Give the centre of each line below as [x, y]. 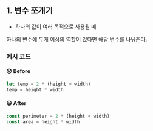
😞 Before [19, 71]
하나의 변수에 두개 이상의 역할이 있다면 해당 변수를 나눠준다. [77, 39]
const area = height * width [43, 122]
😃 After [16, 103]
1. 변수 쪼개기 [29, 11]
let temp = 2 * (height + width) [49, 84]
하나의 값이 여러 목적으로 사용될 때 [56, 27]
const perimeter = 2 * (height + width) [58, 116]
